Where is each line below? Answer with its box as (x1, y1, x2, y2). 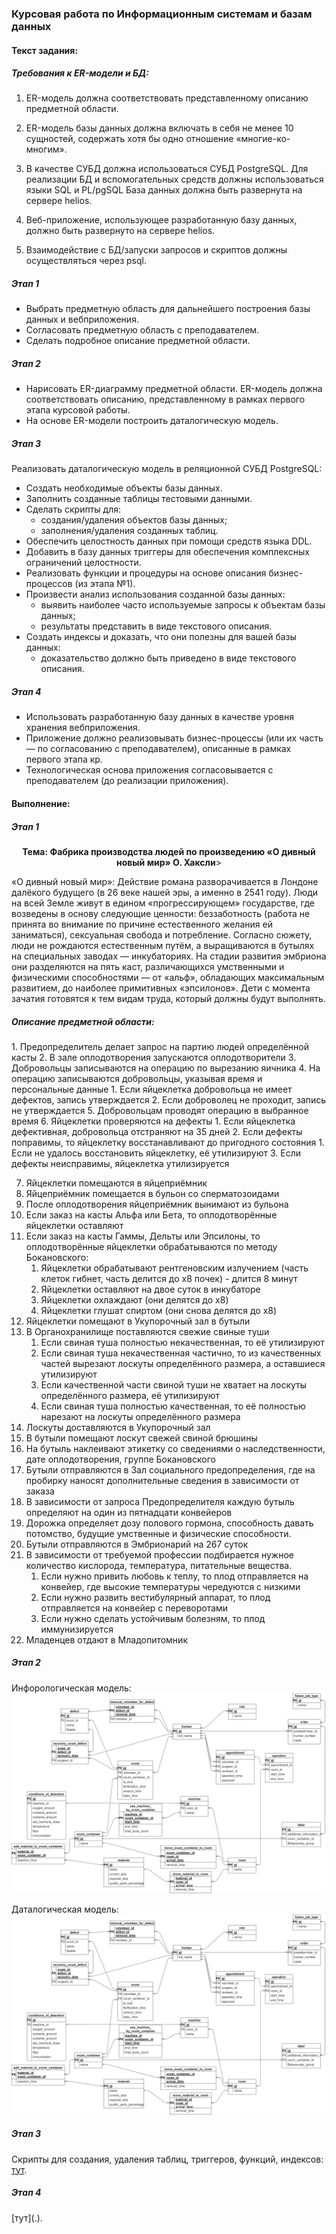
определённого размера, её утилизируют (40, 1389, 221, 1401)
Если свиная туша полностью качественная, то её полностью (40, 1400, 306, 1412)
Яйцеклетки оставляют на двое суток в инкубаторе (40, 1283, 261, 1295)
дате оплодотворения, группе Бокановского (25, 1453, 216, 1465)
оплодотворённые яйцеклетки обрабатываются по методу (25, 1240, 278, 1252)
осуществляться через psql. (25, 255, 147, 267)
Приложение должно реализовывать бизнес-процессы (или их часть (25, 732, 324, 744)
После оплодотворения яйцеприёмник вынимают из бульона (25, 1198, 289, 1210)
